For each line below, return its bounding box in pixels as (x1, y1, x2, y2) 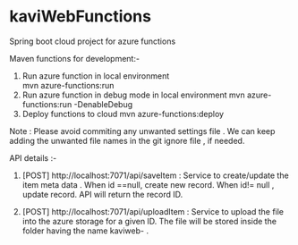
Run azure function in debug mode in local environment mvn (21, 89, 245, 100)
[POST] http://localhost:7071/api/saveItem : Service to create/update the (21, 170, 289, 181)
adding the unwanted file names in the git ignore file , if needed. (9, 135, 245, 146)
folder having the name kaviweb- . (21, 225, 149, 236)
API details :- (9, 152, 57, 163)
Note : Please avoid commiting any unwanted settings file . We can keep (9, 125, 276, 136)
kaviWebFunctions (9, 6, 152, 27)
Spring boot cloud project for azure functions (9, 36, 176, 46)
